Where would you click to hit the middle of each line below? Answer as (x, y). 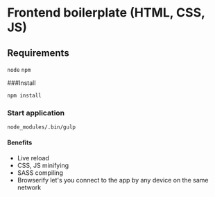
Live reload (33, 158)
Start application (36, 113)
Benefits (20, 142)
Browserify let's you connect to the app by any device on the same (113, 180)
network (29, 187)
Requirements (38, 53)
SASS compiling (40, 172)
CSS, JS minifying (43, 165)
